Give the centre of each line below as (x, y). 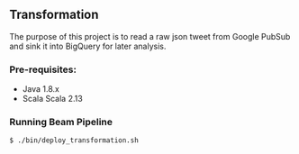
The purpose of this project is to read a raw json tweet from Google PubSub (150, 36)
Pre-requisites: (43, 69)
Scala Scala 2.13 (52, 99)
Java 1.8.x (41, 89)
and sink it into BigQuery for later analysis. (88, 46)
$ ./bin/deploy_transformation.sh (74, 140)
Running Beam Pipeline (61, 122)
